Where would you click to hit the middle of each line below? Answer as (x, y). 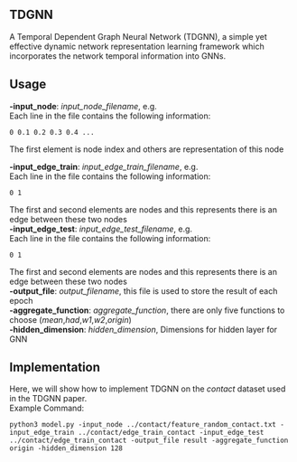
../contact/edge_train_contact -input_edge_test (171, 433)
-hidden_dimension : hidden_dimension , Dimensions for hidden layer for (144, 329)
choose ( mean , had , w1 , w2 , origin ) (71, 319)
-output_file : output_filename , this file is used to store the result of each (144, 291)
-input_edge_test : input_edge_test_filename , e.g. (101, 229)
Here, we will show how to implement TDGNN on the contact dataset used (148, 389)
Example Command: (47, 408)
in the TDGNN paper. (48, 399)
